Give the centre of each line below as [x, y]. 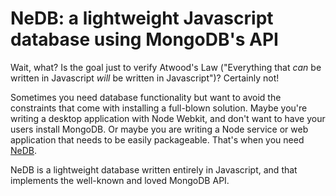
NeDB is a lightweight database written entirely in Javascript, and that [154, 169]
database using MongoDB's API [144, 39]
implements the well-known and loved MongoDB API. [120, 180]
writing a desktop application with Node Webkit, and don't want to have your [168, 118]
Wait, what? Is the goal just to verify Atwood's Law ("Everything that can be [166, 67]
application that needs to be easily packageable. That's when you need [157, 139]
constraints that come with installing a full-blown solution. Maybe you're [159, 108]
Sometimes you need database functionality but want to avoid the [146, 97]
